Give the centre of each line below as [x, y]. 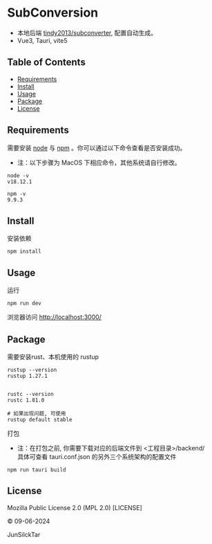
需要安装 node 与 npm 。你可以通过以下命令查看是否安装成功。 [97, 147]
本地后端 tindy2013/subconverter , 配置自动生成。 [87, 33]
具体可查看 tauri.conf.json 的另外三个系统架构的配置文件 [97, 457]
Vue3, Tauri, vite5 [42, 40]
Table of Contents [47, 63]
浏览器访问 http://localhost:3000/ [55, 317]
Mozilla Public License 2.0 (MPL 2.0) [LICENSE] [75, 507]
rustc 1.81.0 [26, 400]
